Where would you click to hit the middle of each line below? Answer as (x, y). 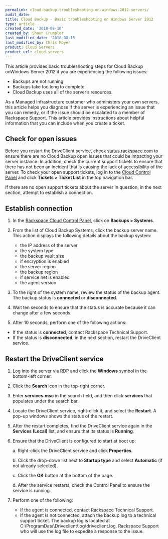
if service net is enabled (45, 277)
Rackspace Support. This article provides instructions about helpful (75, 118)
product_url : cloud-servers (35, 52)
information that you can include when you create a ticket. (65, 123)
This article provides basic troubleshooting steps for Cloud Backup (74, 66)
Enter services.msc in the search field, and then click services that (82, 395)
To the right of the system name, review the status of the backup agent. (87, 292)
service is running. (32, 490)
